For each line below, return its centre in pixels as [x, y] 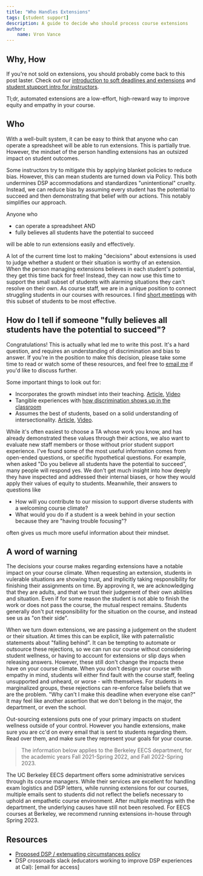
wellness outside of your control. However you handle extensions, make [96, 726]
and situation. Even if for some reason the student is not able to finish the [98, 599]
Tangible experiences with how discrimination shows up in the [93, 400]
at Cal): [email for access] [47, 867]
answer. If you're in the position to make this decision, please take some [96, 357]
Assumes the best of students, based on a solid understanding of [97, 413]
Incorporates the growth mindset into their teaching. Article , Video [98, 394]
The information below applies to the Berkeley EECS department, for [106, 750]
